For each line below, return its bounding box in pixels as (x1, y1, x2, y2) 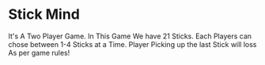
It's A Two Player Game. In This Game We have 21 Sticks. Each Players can (8, 31, 252, 41)
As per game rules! (8, 48, 70, 57)
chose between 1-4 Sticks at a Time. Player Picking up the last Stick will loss (8, 39, 257, 49)
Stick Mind (8, 5, 81, 23)
